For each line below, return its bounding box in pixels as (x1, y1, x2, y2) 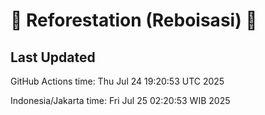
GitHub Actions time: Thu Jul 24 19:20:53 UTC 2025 (10, 75, 225, 87)
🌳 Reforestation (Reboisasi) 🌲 (10, 9, 258, 32)
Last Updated (10, 49, 96, 66)
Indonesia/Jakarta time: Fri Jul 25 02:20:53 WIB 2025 (10, 95, 231, 106)
